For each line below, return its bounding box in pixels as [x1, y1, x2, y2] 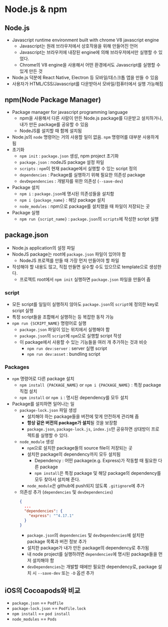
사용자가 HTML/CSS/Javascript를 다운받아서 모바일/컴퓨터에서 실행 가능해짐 [12, 81, 163, 87]
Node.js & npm [5, 4, 67, 15]
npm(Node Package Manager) [5, 96, 101, 104]
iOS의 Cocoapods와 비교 [5, 586, 81, 595]
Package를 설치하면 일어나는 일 [12, 401, 75, 407]
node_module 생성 [19, 438, 54, 445]
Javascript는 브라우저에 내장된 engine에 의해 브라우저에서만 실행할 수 [19, 49, 157, 55]
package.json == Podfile [12, 600, 64, 606]
